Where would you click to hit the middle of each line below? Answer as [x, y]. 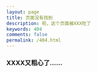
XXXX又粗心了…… [34, 63]
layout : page [23, 12]
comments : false [27, 35]
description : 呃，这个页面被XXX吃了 [49, 23]
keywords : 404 [24, 29]
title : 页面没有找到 [30, 18]
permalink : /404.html [34, 40]
